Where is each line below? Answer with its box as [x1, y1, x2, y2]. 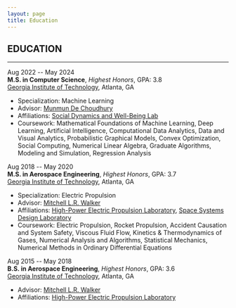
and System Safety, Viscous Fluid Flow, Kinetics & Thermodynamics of [17, 229, 223, 237]
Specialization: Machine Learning [17, 96, 114, 105]
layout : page [7, 10, 46, 18]
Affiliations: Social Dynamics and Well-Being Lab [17, 112, 159, 120]
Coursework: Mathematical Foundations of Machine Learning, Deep [17, 119, 214, 127]
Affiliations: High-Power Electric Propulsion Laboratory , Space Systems [17, 206, 224, 214]
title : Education [7, 17, 58, 24]
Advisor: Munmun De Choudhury [17, 104, 114, 113]
